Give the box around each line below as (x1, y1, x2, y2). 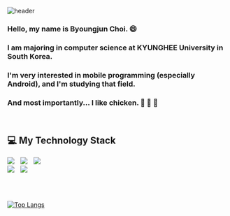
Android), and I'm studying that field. (7, 79, 136, 89)
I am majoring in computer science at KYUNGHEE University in (7, 43, 224, 52)
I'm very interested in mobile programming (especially (7, 70, 196, 80)
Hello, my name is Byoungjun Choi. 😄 (7, 24, 138, 34)
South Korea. (7, 51, 53, 61)
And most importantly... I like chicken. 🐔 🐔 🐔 (7, 98, 159, 108)
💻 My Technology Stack (7, 135, 116, 147)
